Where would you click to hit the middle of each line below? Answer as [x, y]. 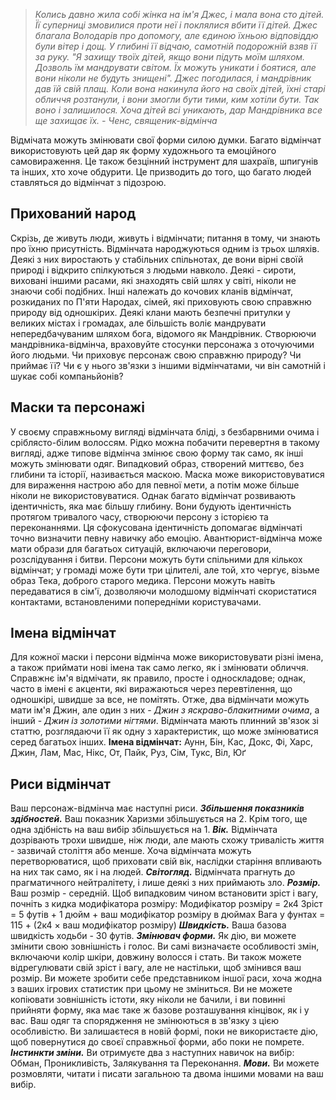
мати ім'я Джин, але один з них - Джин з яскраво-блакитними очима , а [165, 710]
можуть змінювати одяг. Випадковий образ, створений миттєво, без [157, 463]
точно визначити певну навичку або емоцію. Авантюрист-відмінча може [166, 538]
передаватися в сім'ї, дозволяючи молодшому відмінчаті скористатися [163, 591]
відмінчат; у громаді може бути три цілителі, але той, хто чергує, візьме [165, 570]
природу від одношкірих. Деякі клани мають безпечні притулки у [150, 312]
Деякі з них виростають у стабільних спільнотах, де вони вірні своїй [157, 259]
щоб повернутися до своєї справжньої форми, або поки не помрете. [157, 1042]
